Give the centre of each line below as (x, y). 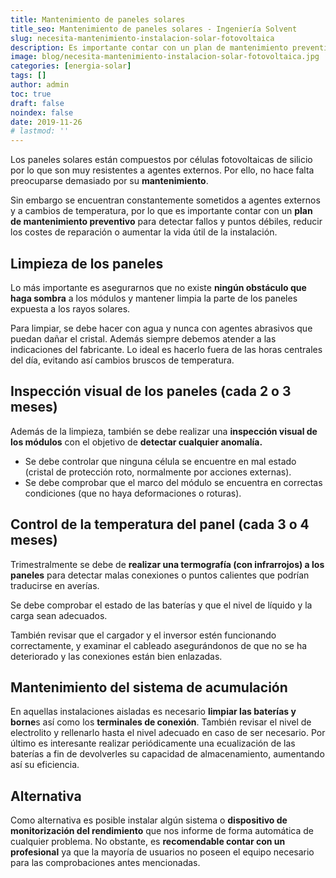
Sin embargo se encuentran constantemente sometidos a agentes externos (165, 200)
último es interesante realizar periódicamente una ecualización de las (153, 743)
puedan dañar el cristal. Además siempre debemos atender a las (143, 338)
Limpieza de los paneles (87, 263)
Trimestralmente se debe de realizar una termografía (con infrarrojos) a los (167, 564)
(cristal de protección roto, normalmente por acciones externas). (158, 472)
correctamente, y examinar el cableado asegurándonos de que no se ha (159, 645)
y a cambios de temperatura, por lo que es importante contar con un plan (161, 211)
